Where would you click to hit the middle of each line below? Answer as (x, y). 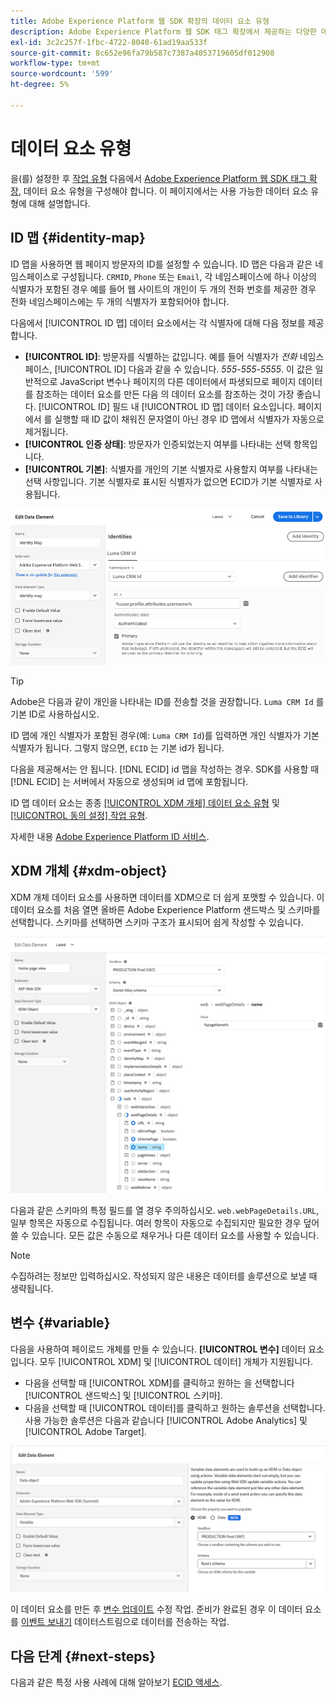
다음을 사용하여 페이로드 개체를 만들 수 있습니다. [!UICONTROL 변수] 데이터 (158, 1349)
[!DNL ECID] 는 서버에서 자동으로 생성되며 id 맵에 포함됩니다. (129, 781)
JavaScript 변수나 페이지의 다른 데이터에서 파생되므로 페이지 (178, 381)
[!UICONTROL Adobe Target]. (85, 1431)
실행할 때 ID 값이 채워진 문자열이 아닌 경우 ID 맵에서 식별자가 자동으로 (189, 419)
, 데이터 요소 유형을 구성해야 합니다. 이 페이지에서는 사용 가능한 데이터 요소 (163, 191)
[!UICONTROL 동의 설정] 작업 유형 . (79, 815)
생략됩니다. (32, 1289)
